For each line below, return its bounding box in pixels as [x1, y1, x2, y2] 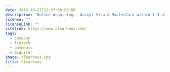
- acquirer [10, 50, 33, 55]
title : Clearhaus [5, 59, 42, 64]
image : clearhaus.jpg [5, 54, 51, 60]
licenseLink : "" [5, 21, 39, 27]
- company [10, 36, 30, 41]
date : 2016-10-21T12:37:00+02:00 [5, 7, 76, 13]
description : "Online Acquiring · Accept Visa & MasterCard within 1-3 [5, 12, 159, 17]
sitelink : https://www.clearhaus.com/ [5, 26, 87, 31]
